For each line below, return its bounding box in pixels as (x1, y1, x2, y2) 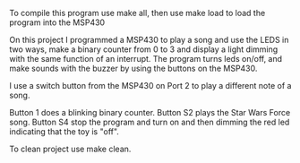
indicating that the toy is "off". (9, 126, 119, 137)
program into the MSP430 (9, 17, 106, 28)
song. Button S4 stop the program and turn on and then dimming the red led (9, 116, 290, 127)
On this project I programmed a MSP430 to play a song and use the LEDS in (9, 35, 289, 45)
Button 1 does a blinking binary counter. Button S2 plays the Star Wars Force (9, 107, 291, 117)
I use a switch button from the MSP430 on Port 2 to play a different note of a (9, 81, 292, 90)
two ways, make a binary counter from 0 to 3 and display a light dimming (9, 44, 279, 55)
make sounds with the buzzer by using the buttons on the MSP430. (9, 63, 258, 73)
